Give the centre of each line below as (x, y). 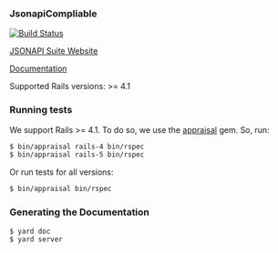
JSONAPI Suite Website (54, 51)
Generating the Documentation (80, 212)
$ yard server (36, 239)
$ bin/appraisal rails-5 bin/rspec (77, 155)
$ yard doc (30, 231)
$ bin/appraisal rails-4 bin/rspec (77, 147)
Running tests (41, 110)
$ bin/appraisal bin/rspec (61, 189)
